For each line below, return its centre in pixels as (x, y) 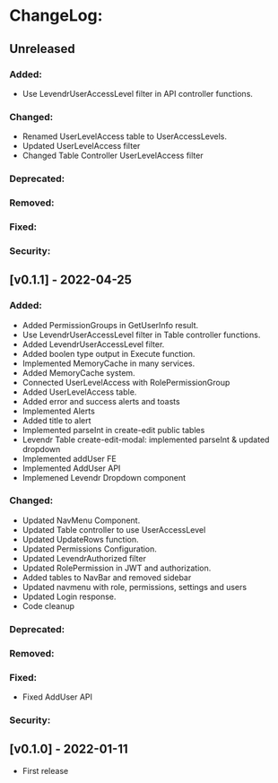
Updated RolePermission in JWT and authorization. (117, 568)
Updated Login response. (69, 596)
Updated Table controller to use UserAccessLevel (114, 529)
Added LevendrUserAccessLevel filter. (93, 344)
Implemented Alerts (59, 411)
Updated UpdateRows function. (80, 539)
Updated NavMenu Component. (81, 520)
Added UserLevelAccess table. (79, 392)
